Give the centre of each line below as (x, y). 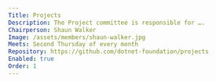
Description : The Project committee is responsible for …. (107, 23)
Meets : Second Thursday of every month (73, 45)
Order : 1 (22, 66)
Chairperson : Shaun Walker (52, 30)
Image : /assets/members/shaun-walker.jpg (77, 37)
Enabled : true (31, 59)
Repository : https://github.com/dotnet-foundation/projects (109, 52)
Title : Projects (35, 15)
